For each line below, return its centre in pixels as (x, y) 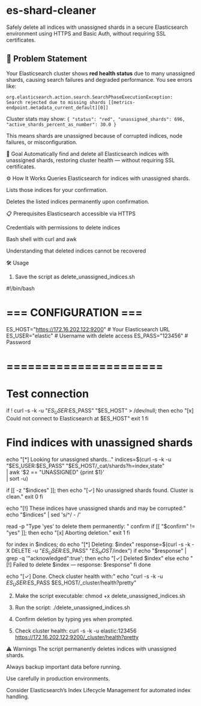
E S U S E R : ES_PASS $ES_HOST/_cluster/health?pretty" (71, 584)
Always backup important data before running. (64, 667)
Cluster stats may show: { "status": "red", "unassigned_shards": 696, (96, 118)
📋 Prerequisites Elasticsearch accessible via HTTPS (71, 213)
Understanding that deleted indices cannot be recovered (76, 251)
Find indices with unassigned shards (100, 442)
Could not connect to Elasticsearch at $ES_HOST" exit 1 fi (77, 418)
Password (19, 342)
